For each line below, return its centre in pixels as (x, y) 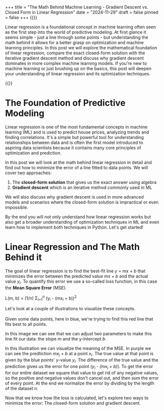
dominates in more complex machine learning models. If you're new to (76, 63)
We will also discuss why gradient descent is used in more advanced (74, 197)
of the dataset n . (22, 388)
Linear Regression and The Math (72, 247)
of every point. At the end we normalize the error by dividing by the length (80, 383)
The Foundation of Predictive (65, 103)
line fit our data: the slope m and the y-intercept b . (56, 339)
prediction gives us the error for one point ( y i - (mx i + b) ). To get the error (79, 367)
